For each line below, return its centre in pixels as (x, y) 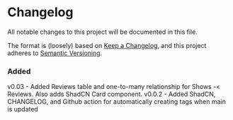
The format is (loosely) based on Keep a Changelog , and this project (107, 45)
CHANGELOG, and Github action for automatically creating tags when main (117, 102)
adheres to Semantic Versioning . (55, 53)
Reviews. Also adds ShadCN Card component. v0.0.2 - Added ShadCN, (112, 94)
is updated (23, 109)
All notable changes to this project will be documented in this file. (103, 32)
